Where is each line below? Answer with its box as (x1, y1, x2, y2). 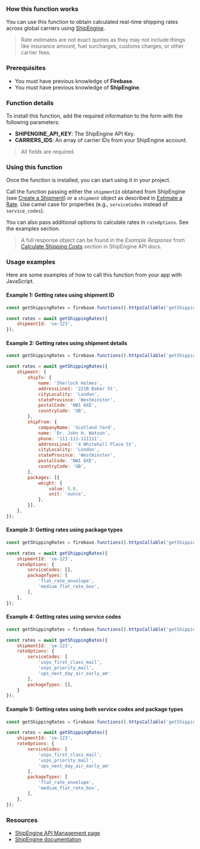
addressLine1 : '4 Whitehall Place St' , (37, 441, 137, 447)
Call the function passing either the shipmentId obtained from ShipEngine (6, 188, 186, 195)
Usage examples (6, 258, 55, 266)
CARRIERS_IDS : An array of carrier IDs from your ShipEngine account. (14, 136, 187, 143)
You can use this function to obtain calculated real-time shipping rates (6, 19, 179, 26)
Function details (6, 99, 54, 107)
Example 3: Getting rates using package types (6, 526, 123, 533)
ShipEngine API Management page (14, 829, 101, 836)
